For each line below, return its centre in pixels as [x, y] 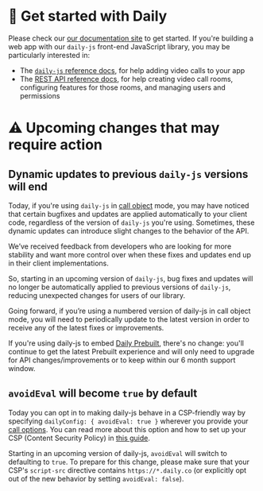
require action [56, 145]
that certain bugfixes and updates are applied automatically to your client [128, 214]
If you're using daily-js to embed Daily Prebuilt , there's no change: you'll [126, 343]
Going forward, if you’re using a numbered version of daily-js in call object [130, 311]
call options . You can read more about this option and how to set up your [127, 429]
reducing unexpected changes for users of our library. [97, 295]
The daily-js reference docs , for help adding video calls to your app [132, 70]
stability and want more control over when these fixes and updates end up [130, 254]
